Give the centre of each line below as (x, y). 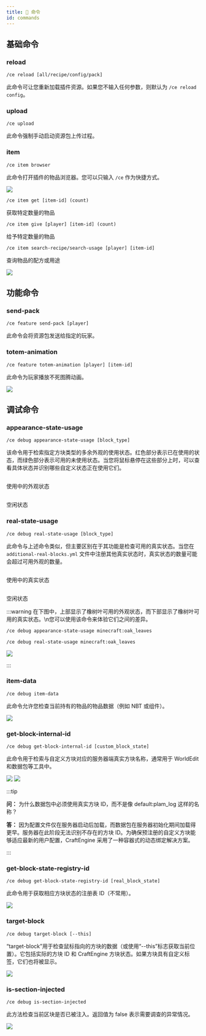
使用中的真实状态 (28, 580)
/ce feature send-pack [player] (48, 323)
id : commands (23, 18)
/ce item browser (29, 165)
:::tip (12, 791)
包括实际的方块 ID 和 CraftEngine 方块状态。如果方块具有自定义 (105, 954)
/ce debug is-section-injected (46, 1002)
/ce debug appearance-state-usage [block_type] (68, 440)
